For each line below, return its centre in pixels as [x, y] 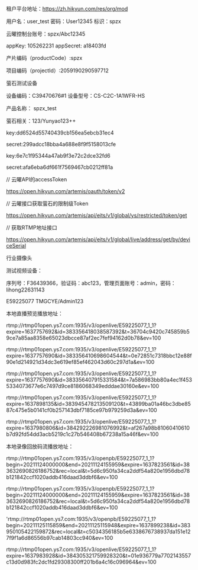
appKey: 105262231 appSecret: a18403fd [56, 46]
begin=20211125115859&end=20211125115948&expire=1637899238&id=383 [98, 525]
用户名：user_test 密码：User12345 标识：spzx [64, 21]
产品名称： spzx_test [32, 108]
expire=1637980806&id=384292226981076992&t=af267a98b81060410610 [98, 428]
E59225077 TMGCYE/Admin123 [45, 301]
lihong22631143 [25, 290]
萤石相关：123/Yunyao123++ [41, 121]
